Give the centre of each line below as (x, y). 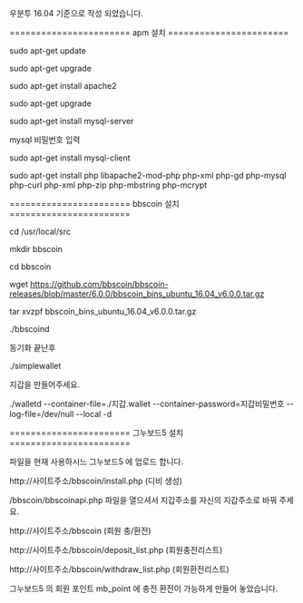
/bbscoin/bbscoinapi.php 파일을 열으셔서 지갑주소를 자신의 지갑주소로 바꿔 (143, 500)
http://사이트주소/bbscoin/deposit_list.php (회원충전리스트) (116, 550)
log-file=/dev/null (42, 414)
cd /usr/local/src (40, 231)
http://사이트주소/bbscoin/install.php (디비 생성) (96, 481)
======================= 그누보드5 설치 (97, 433)
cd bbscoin (30, 267)
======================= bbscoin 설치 (94, 204)
